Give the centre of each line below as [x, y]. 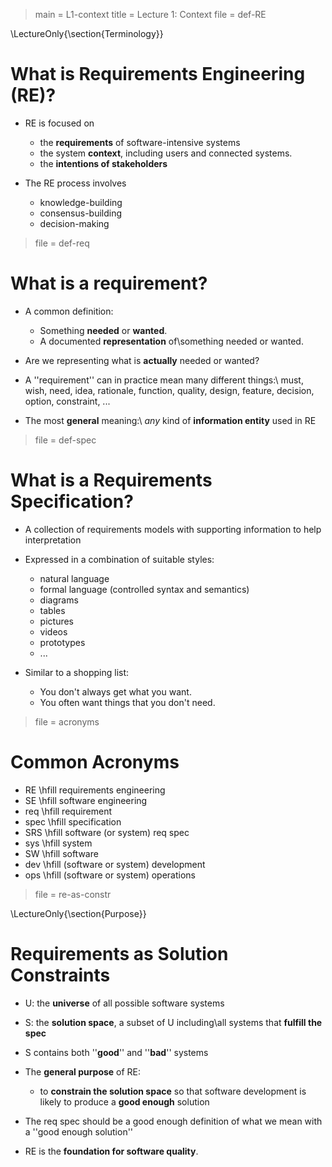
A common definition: [69, 311]
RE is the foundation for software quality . [111, 1151]
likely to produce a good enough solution [124, 1101]
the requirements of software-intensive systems [140, 142]
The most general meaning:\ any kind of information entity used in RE [170, 420]
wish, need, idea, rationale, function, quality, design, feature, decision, [169, 390]
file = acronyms [67, 721]
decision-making [74, 223]
